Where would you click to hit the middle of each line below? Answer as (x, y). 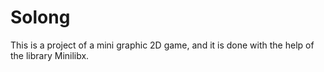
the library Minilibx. (50, 55)
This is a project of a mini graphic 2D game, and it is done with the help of (162, 45)
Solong (40, 17)
